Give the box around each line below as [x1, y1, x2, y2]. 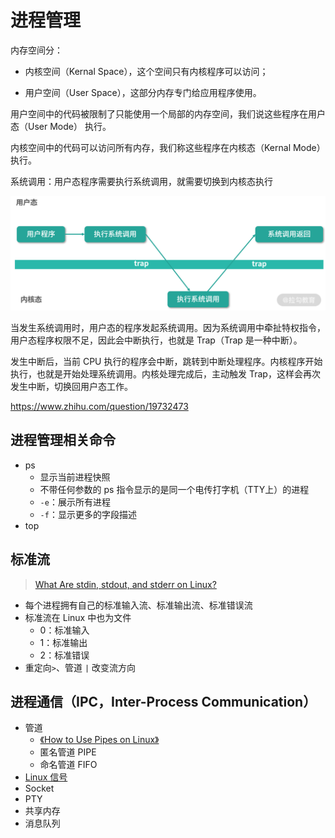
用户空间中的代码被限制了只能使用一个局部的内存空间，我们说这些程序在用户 [10, 107, 326, 120]
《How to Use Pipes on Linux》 [39, 734, 160, 746]
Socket [24, 782, 55, 795]
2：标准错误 [39, 649, 90, 661]
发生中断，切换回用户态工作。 [10, 381, 133, 393]
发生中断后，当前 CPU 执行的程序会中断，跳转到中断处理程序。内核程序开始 [10, 356, 323, 368]
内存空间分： [10, 44, 63, 56]
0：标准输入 [39, 624, 90, 636]
